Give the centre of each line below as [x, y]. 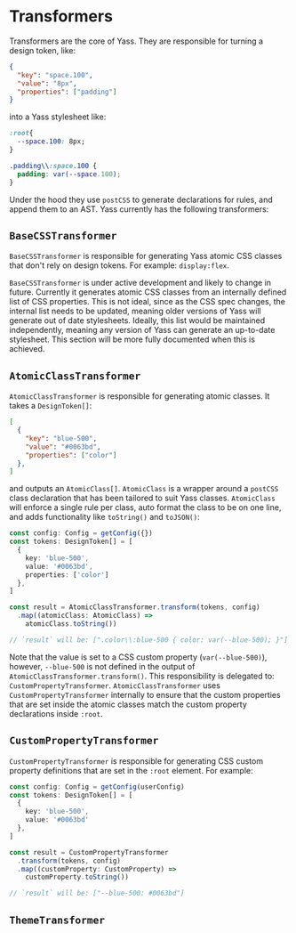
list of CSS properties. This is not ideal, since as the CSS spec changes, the [148, 302]
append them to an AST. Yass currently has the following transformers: [139, 209]
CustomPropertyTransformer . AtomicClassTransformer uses [115, 685]
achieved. [27, 349]
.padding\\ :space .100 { [53, 166]
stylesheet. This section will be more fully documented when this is [132, 339]
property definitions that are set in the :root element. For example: [131, 770]
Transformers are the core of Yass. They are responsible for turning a [136, 41]
